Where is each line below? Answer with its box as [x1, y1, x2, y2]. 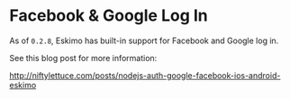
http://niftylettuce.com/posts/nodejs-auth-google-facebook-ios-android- [9, 69, 281, 81]
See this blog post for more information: [9, 52, 158, 63]
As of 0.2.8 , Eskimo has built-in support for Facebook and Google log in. [9, 35, 279, 46]
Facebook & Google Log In [9, 5, 209, 26]
